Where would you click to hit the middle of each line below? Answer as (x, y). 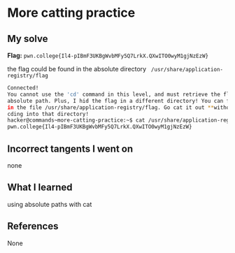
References (33, 226)
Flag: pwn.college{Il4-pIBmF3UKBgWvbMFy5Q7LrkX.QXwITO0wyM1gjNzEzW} (108, 55)
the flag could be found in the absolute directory (77, 69)
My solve (28, 39)
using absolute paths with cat (50, 204)
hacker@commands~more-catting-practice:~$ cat (76, 120)
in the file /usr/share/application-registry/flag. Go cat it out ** (111, 107)
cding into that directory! (48, 114)
